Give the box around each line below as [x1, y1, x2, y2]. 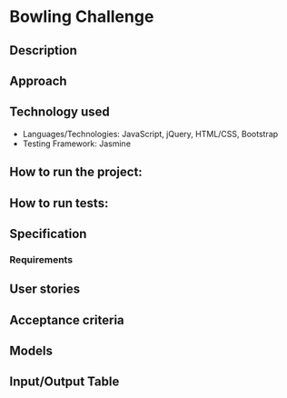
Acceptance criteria [9, 312, 124, 328]
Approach [9, 73, 67, 88]
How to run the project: [9, 164, 143, 180]
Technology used [9, 104, 111, 120]
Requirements [9, 253, 74, 265]
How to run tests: [9, 195, 109, 211]
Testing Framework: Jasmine [22, 138, 132, 149]
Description [9, 43, 77, 58]
